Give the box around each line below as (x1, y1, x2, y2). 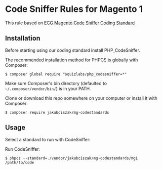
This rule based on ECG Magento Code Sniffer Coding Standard (5, 20, 135, 26)
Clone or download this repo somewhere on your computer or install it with (5, 95, 158, 101)
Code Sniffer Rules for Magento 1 (5, 3, 143, 15)
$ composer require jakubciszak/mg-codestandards (5, 110, 110, 115)
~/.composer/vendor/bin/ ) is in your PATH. (5, 85, 91, 91)
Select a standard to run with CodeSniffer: (5, 136, 91, 142)
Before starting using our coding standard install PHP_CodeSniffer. (5, 47, 141, 53)
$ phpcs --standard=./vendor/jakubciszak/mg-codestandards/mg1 (5, 156, 138, 161)
